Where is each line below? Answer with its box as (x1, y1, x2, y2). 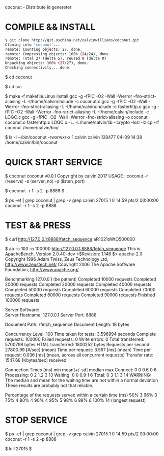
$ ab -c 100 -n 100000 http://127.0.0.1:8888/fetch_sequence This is (5, 246, 141, 251)
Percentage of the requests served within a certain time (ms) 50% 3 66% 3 (5, 392, 157, 398)
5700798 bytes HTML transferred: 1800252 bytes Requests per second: (5, 341, 151, 347)
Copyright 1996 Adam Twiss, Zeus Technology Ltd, (5, 256, 109, 262)
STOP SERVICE (5, 415, 67, 426)
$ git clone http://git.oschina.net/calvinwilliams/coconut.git (5, 37, 139, 42)
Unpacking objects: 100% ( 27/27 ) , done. (5, 61, 89, 66)
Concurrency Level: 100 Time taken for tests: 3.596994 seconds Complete (5, 331, 156, 337)
